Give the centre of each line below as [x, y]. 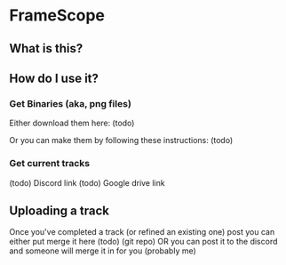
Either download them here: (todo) [72, 123]
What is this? [46, 48]
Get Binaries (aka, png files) [70, 103]
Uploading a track [59, 210]
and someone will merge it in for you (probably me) [103, 251]
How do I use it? [54, 78]
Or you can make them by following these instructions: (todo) [121, 141]
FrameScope [57, 16]
